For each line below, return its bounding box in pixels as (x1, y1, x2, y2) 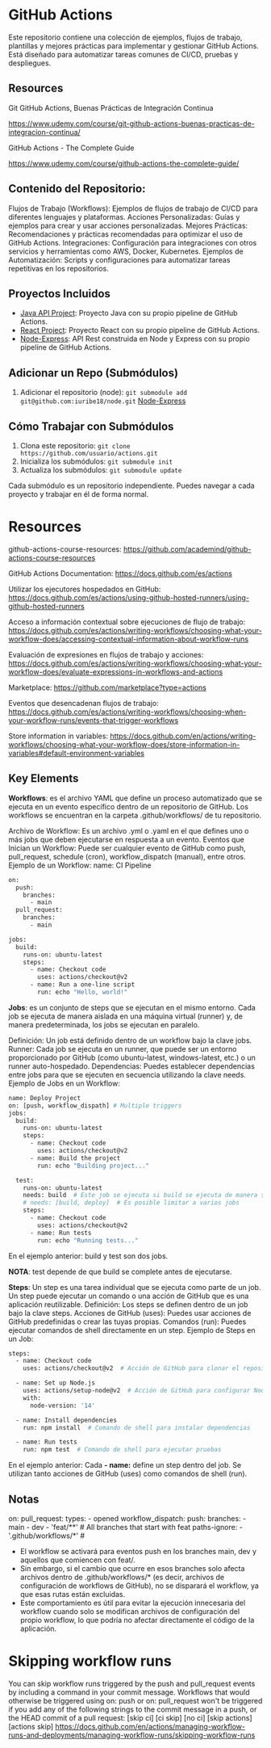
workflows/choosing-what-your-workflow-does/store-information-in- (8, 739, 240, 749)
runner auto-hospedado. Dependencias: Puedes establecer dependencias (8, 1061, 256, 1071)
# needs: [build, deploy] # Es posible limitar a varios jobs (23, 1199, 240, 1207)
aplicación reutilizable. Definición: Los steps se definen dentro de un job (8, 1299, 248, 1309)
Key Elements (8, 771, 79, 785)
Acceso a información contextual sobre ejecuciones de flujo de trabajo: (8, 616, 246, 627)
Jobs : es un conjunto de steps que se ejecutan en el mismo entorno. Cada (8, 1002, 256, 1012)
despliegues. (8, 58, 52, 68)
